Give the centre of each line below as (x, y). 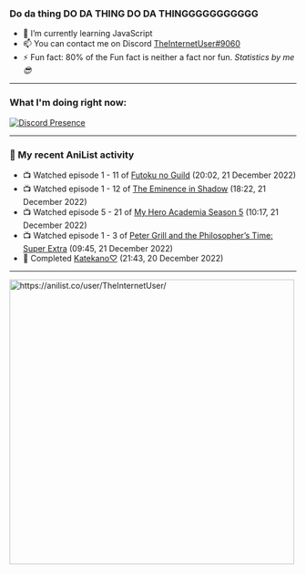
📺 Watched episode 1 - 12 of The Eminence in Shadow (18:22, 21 (144, 189)
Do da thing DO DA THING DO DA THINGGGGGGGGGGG (134, 14)
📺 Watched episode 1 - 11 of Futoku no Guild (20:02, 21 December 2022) (159, 175)
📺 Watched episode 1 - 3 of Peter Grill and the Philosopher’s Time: (148, 235)
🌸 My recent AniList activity (72, 155)
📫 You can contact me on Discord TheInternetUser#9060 (132, 44)
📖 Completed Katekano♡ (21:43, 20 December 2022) (123, 258)
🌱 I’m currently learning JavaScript (87, 34)
